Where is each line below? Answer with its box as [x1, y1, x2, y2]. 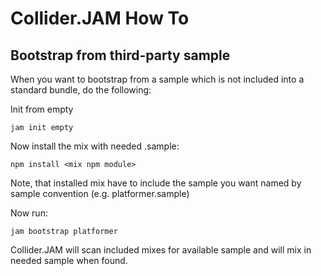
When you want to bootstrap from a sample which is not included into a [10, 73, 305, 85]
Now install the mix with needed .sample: [10, 140, 180, 152]
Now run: [10, 207, 48, 219]
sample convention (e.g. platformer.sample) [10, 188, 190, 199]
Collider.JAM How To [10, 7, 190, 30]
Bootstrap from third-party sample [10, 47, 231, 64]
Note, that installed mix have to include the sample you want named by [10, 177, 302, 189]
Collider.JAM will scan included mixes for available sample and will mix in [10, 244, 312, 256]
